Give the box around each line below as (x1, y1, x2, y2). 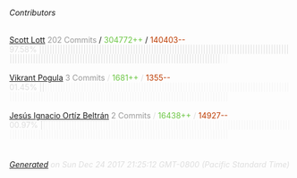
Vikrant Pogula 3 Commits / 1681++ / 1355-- (9, 72, 171, 84)
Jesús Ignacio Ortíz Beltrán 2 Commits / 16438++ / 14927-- (9, 110, 228, 121)
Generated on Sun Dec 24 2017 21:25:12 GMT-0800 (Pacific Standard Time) (9, 158, 291, 169)
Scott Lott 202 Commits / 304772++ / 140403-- (9, 35, 186, 45)
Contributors (9, 7, 56, 18)
